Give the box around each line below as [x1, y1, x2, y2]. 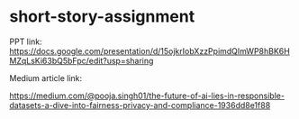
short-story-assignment [9, 6, 195, 27]
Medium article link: [9, 72, 83, 83]
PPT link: [9, 36, 42, 47]
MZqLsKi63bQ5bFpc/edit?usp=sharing [9, 55, 154, 66]
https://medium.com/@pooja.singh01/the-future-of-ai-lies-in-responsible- [9, 90, 285, 101]
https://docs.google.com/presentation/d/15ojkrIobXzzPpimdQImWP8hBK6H [9, 45, 290, 56]
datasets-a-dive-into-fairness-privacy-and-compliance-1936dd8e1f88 [9, 99, 271, 110]
